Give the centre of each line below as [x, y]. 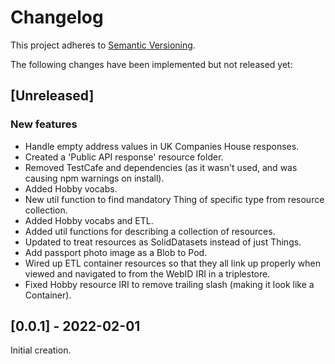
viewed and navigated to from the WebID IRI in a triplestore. [147, 273]
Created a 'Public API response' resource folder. [124, 157]
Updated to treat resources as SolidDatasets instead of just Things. [163, 242]
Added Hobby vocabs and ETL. [89, 220]
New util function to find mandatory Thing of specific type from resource [174, 199]
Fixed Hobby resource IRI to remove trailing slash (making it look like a [169, 284]
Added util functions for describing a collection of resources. [150, 231]
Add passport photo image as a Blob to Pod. [116, 252]
